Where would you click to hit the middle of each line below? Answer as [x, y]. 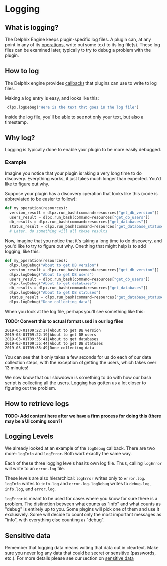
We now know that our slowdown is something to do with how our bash [78, 377]
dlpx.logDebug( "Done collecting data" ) [51, 302]
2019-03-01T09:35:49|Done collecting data [50, 348]
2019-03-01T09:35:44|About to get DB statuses [54, 343]
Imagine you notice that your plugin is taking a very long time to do [73, 173]
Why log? [20, 138]
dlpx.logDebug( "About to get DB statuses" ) [55, 293]
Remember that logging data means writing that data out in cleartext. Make [82, 548]
